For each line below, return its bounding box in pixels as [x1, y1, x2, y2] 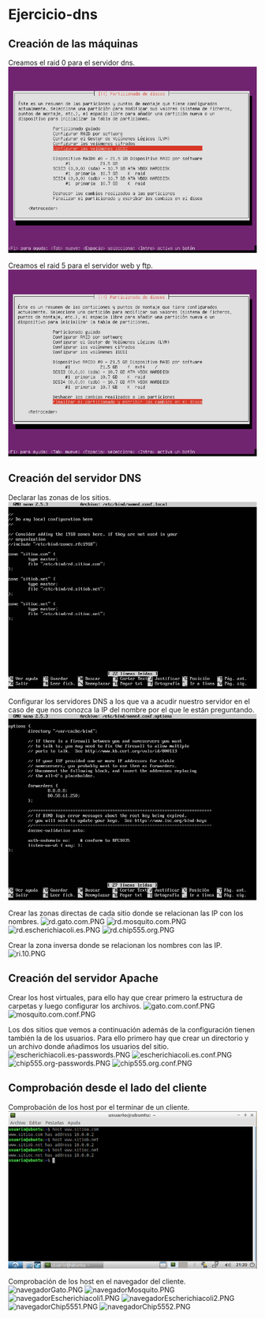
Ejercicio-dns [8, 6, 99, 24]
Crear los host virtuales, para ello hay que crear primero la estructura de [8, 993, 243, 1002]
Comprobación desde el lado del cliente [8, 1081, 207, 1095]
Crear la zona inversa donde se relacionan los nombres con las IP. [8, 940, 223, 949]
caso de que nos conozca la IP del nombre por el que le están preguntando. [8, 705, 255, 714]
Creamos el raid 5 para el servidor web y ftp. [8, 261, 154, 270]
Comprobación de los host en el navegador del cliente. [8, 1277, 186, 1287]
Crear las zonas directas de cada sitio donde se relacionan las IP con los [8, 908, 244, 918]
